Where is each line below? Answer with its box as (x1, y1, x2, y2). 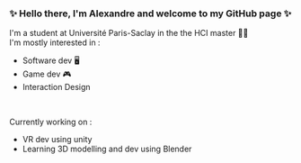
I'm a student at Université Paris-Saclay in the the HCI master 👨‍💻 (9, 28, 249, 39)
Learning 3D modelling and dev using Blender (22, 143, 192, 155)
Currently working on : (9, 116, 93, 128)
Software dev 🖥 (22, 55, 80, 66)
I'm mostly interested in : (9, 37, 101, 48)
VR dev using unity (22, 134, 93, 145)
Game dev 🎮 (22, 68, 72, 79)
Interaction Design (22, 82, 92, 93)
